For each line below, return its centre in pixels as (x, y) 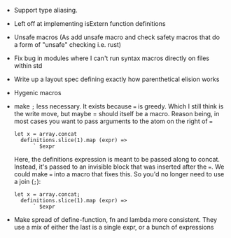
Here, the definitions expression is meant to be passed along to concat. (117, 159)
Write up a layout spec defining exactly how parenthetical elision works (117, 79)
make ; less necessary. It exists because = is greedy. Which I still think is (119, 106)
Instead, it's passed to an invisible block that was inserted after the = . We (119, 167)
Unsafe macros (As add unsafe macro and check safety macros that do (117, 37)
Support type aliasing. (46, 10)
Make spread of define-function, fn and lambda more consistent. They (115, 219)
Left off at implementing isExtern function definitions (90, 23)
